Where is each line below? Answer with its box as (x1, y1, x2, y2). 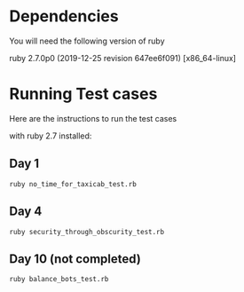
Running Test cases (9, 84, 158, 104)
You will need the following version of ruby (9, 36, 166, 46)
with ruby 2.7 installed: (9, 130, 92, 141)
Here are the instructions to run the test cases (9, 113, 177, 123)
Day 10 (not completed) (9, 251, 142, 266)
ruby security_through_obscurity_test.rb (9, 227, 165, 236)
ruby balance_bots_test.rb (9, 275, 109, 284)
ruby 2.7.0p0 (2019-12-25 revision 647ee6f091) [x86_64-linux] (9, 52, 237, 63)
